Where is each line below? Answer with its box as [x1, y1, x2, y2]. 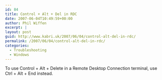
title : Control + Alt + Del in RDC [5, 12, 77, 16]
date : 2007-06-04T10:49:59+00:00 [5, 16, 73, 21]
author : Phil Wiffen [5, 20, 47, 26]
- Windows [9, 52, 29, 57]
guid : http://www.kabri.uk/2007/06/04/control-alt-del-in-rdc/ [5, 34, 136, 39]
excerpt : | [5, 25, 27, 30]
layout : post [5, 30, 32, 34]
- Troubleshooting [9, 48, 47, 52]
